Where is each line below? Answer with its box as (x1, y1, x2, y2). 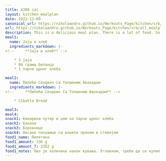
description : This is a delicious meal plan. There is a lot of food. (5, 30, 154, 35)
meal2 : (5, 76, 19, 80)
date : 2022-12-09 (5, 16, 41, 21)
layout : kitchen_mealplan (5, 12, 58, 17)
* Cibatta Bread (14, 98, 48, 103)
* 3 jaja (14, 57, 32, 62)
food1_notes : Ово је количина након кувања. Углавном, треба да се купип (5, 149, 161, 154)
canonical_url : (5, 21, 37, 26)
